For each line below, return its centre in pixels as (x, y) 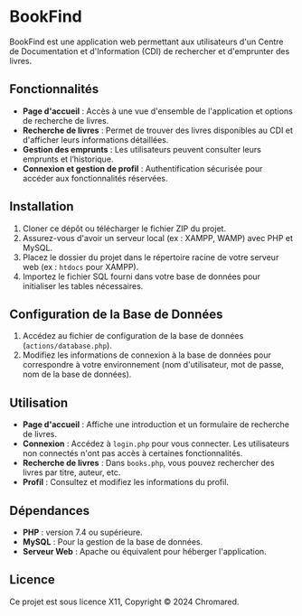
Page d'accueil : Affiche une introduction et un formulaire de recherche (156, 425)
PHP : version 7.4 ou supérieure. (82, 532)
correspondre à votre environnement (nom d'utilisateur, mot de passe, (153, 365)
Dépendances (50, 511)
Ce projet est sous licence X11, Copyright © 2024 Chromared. (124, 602)
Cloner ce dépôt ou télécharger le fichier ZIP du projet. (124, 229)
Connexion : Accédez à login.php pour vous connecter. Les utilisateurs (156, 443)
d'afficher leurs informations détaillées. (95, 140)
